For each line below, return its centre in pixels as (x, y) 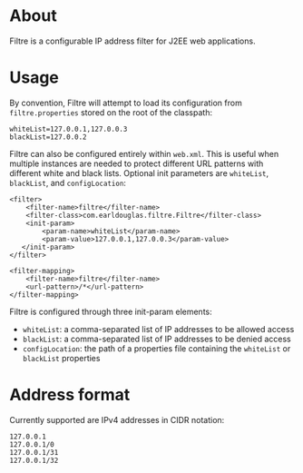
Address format (70, 395)
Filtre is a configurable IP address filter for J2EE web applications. (132, 41)
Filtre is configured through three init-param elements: (111, 311)
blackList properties (61, 358)
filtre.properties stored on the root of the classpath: (111, 112)
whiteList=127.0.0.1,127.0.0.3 (68, 129)
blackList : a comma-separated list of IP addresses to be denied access (157, 339)
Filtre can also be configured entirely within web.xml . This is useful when (144, 153)
